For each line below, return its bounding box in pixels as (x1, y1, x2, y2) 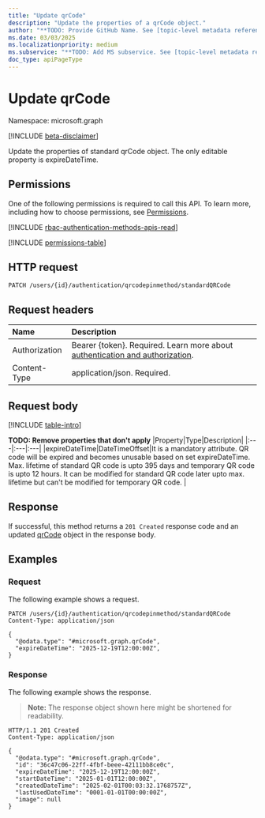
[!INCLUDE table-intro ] (8, 420, 82, 430)
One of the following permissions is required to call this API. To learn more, (8, 198, 252, 208)
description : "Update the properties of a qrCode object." (8, 19, 207, 27)
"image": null (15, 795, 62, 803)
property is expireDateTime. (8, 155, 99, 164)
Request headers (8, 303, 95, 316)
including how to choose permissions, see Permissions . (8, 207, 189, 217)
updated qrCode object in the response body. (8, 530, 156, 539)
